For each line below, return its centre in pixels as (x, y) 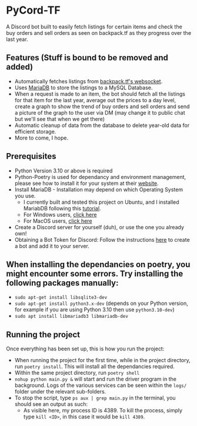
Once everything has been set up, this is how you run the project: (85, 349)
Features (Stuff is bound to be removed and (87, 58)
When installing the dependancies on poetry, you (98, 264)
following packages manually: (62, 283)
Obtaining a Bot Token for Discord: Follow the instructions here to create (102, 239)
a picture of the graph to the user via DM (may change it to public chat (100, 112)
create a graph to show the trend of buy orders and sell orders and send (102, 106)
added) (20, 67)
